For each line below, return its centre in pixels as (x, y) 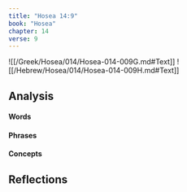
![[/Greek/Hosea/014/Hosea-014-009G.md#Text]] (92, 62)
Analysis (31, 96)
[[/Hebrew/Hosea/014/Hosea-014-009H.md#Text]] (94, 71)
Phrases (23, 135)
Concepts (25, 154)
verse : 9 (23, 39)
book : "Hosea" (33, 24)
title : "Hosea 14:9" (43, 16)
